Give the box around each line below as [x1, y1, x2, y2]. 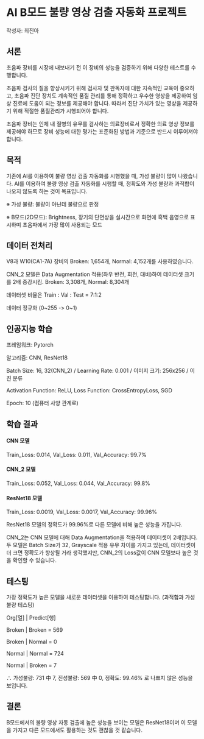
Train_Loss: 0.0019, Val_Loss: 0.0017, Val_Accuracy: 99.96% [6, 508, 157, 515]
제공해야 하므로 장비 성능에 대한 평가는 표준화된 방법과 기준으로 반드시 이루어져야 [6, 127, 199, 135]
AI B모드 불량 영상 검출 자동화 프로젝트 [6, 5, 187, 19]
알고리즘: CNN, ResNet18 [6, 354, 68, 361]
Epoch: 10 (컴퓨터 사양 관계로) [6, 400, 79, 407]
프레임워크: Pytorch [6, 341, 54, 348]
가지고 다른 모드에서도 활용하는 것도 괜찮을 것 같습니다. [12, 726, 143, 734]
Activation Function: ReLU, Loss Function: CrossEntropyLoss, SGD [6, 387, 172, 394]
